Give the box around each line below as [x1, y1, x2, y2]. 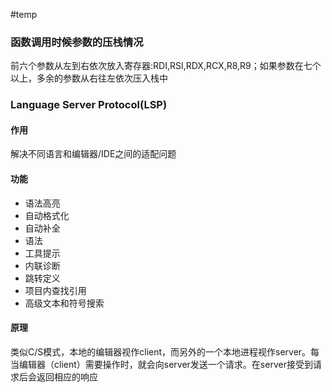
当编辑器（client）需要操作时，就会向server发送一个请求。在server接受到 [10, 358, 313, 370]
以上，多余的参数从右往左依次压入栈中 [10, 72, 168, 84]
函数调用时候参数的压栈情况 [10, 35, 144, 49]
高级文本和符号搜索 [24, 297, 105, 309]
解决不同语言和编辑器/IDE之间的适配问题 [10, 148, 177, 160]
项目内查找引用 [24, 284, 87, 296]
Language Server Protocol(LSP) [10, 98, 168, 112]
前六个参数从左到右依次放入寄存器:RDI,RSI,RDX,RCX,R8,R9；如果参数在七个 [10, 60, 322, 72]
